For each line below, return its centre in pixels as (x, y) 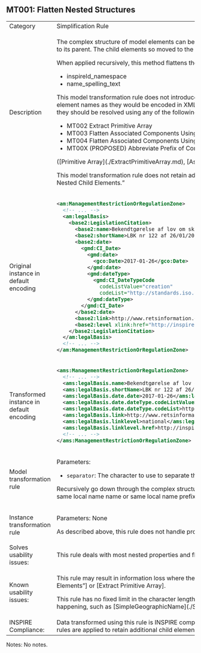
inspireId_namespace (97, 76)
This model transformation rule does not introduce (127, 97)
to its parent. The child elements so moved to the (125, 49)
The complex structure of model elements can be (126, 41)
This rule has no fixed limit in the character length (126, 599)
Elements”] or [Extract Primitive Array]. (111, 586)
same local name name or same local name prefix (126, 496)
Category (22, 26)
